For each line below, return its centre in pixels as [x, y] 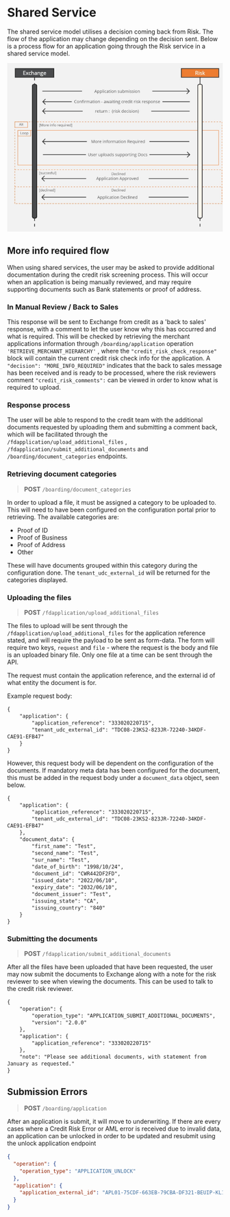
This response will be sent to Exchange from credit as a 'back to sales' [107, 322]
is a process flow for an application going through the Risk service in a [106, 46]
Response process [39, 405]
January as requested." [41, 1064]
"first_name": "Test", [64, 846]
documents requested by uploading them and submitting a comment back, [112, 427]
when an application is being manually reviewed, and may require [99, 281]
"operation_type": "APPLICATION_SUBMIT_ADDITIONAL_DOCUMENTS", [124, 1016]
